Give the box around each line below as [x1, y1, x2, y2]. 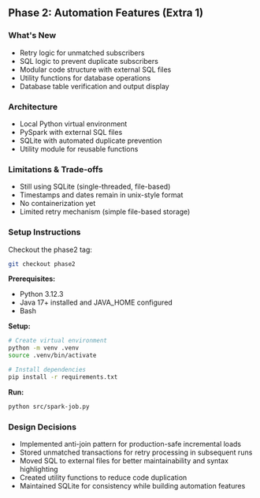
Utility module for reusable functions [19, 144, 139, 153]
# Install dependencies [8, 366, 87, 374]
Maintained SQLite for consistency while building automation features [19, 481, 246, 490]
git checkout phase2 [8, 260, 76, 268]
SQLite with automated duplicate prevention [19, 136, 163, 145]
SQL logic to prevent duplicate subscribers [19, 56, 159, 66]
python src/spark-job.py [8, 403, 90, 410]
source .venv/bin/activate [8, 351, 97, 360]
